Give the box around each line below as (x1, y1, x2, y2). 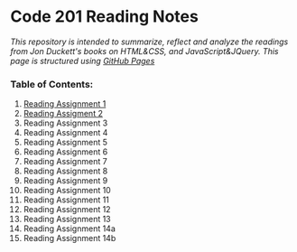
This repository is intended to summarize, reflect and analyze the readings (10, 36, 289, 47)
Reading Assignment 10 (23, 185, 111, 196)
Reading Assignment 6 (23, 146, 108, 157)
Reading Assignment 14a (23, 223, 116, 234)
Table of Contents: (10, 78, 94, 90)
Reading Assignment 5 (23, 137, 107, 148)
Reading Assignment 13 (23, 214, 111, 225)
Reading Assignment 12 (23, 204, 111, 215)
